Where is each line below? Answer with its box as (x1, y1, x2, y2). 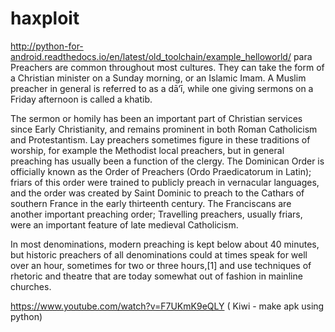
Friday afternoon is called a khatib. (10, 93, 153, 105)
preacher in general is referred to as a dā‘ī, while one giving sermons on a (10, 82, 314, 94)
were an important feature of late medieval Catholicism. (10, 218, 239, 231)
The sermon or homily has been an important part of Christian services (10, 112, 303, 124)
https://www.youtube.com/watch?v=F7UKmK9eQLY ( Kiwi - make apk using (10, 300, 325, 312)
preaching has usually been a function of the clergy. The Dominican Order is (10, 155, 325, 167)
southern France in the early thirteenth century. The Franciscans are (10, 197, 292, 209)
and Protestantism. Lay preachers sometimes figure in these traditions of (10, 133, 311, 146)
